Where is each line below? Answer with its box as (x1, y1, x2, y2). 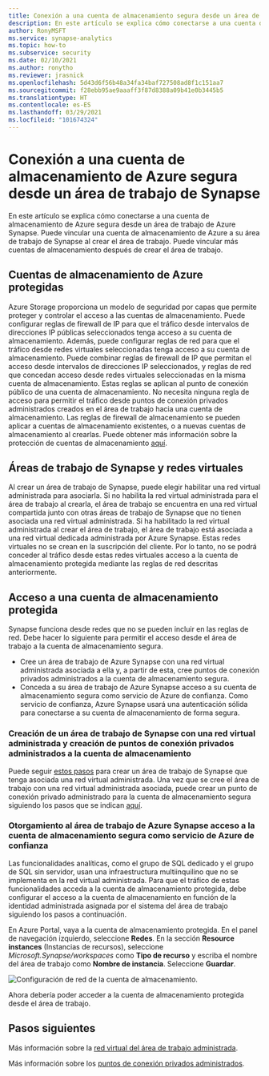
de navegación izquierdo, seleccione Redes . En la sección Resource (8, 933, 235, 943)
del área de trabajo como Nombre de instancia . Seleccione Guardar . (8, 958, 236, 969)
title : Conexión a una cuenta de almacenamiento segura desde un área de (8, 11, 260, 20)
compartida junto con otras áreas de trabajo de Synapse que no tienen (8, 508, 242, 517)
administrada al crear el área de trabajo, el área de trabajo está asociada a (8, 525, 254, 535)
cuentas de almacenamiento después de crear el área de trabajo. (8, 245, 223, 255)
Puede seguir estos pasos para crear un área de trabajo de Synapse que (8, 766, 248, 776)
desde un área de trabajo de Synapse (8, 185, 261, 203)
